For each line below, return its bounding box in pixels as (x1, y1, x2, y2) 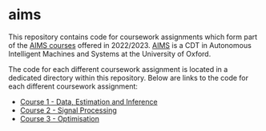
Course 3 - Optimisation (19, 113, 100, 123)
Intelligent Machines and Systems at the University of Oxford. (8, 49, 212, 58)
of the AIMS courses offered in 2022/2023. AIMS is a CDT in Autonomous (8, 40, 252, 50)
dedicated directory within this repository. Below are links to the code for (8, 73, 249, 82)
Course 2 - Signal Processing (19, 105, 118, 115)
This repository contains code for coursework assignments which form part (8, 32, 258, 42)
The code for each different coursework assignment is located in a (8, 64, 228, 73)
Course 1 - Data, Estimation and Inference (19, 97, 158, 106)
